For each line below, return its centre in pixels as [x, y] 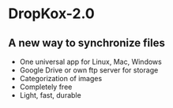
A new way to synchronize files [87, 43]
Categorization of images [61, 78]
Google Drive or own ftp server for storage [89, 70]
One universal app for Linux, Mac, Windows [90, 61]
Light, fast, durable [50, 95]
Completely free [46, 87]
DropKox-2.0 [51, 14]
